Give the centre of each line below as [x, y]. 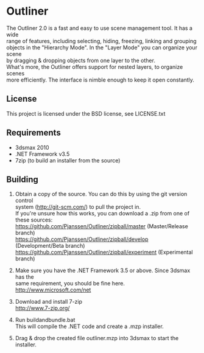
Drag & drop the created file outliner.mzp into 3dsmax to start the [97, 338]
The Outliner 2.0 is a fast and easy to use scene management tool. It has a [100, 28]
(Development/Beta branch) [50, 246]
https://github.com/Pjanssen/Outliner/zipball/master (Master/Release [102, 226]
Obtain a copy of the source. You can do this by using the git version [101, 194]
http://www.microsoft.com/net [53, 290]
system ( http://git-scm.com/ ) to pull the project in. [78, 207]
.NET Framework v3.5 [42, 154]
